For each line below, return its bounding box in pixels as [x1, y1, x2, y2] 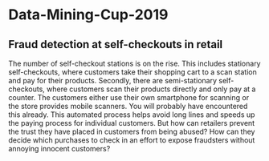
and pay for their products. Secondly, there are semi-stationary [8, 76, 218, 85]
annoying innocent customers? [8, 144, 111, 153]
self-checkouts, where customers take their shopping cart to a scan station [8, 67, 257, 77]
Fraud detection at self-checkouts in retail [8, 38, 223, 51]
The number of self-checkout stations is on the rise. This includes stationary [8, 58, 261, 68]
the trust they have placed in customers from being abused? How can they [8, 127, 255, 136]
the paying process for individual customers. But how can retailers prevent [8, 119, 255, 127]
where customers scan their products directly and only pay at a [47, 84, 256, 94]
